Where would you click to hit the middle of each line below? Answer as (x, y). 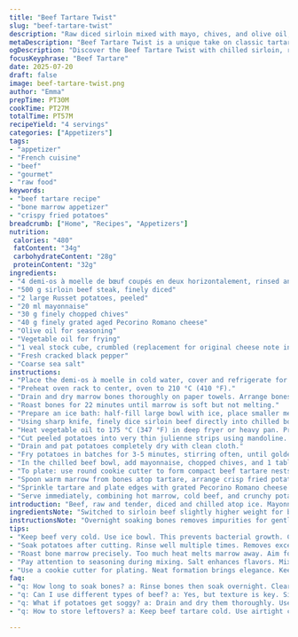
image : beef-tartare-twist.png (67, 83)
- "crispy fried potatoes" (59, 215)
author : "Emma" (37, 91)
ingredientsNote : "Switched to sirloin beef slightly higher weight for (146, 512)
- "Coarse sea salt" (47, 364)
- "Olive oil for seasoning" (63, 331)
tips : (19, 529)
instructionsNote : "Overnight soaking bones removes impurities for (138, 521)
